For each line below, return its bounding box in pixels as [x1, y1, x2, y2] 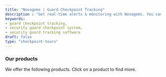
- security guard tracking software [5, 30, 81, 35]
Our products [5, 55, 38, 62]
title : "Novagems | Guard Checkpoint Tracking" [5, 7, 105, 12]
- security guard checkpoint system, [5, 26, 83, 30]
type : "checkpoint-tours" [5, 39, 58, 44]
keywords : [5, 16, 26, 21]
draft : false [5, 35, 32, 40]
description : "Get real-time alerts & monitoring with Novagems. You [5, 12, 154, 17]
